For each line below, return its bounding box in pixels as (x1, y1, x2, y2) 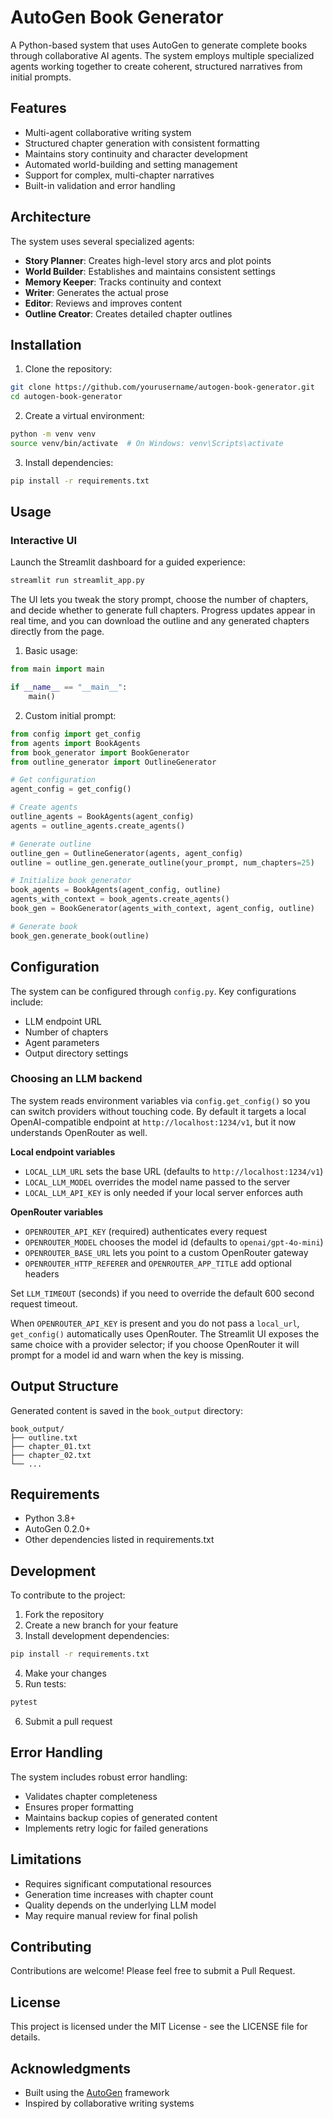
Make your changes (24, 1667, 107, 1680)
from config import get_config (10, 729, 141, 739)
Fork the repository (24, 1609, 105, 1621)
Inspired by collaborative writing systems (24, 2097, 195, 2110)
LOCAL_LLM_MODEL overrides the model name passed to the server (24, 1176, 291, 1188)
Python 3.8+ (24, 1512, 77, 1525)
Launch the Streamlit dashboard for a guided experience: (10, 556, 246, 568)
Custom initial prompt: (24, 709, 117, 721)
